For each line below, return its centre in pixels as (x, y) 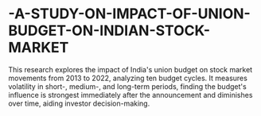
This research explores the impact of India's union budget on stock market (130, 69)
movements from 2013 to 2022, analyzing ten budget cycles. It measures (128, 78)
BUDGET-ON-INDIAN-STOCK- (109, 31)
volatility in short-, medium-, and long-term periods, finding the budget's (127, 86)
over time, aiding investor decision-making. (79, 103)
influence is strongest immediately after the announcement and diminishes (130, 95)
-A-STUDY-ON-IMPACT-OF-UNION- (129, 14)
